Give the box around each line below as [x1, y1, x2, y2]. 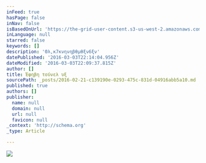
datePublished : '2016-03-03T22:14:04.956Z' [6, 54, 120, 60]
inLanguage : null [6, 32, 51, 38]
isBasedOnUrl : [6, 26, 43, 32]
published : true [6, 83, 48, 89]
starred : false [6, 37, 45, 43]
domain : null [12, 105, 45, 112]
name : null [12, 100, 40, 106]
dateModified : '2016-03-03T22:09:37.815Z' [6, 60, 116, 66]
